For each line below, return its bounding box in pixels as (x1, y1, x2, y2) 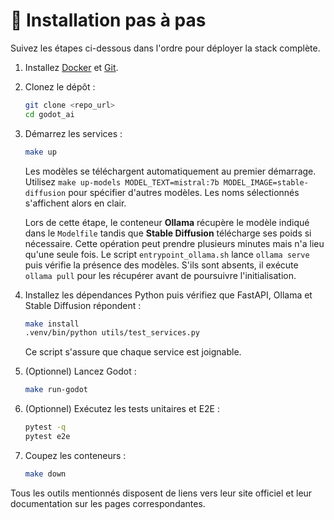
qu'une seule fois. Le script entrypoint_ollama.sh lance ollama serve (24, 248, 310, 260)
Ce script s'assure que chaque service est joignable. (24, 346, 242, 358)
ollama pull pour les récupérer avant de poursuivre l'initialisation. (24, 269, 297, 281)
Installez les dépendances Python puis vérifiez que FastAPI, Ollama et (24, 289, 313, 301)
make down (24, 469, 67, 479)
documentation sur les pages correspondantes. (10, 497, 206, 509)
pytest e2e (24, 432, 71, 442)
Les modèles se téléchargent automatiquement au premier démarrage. (24, 165, 317, 177)
